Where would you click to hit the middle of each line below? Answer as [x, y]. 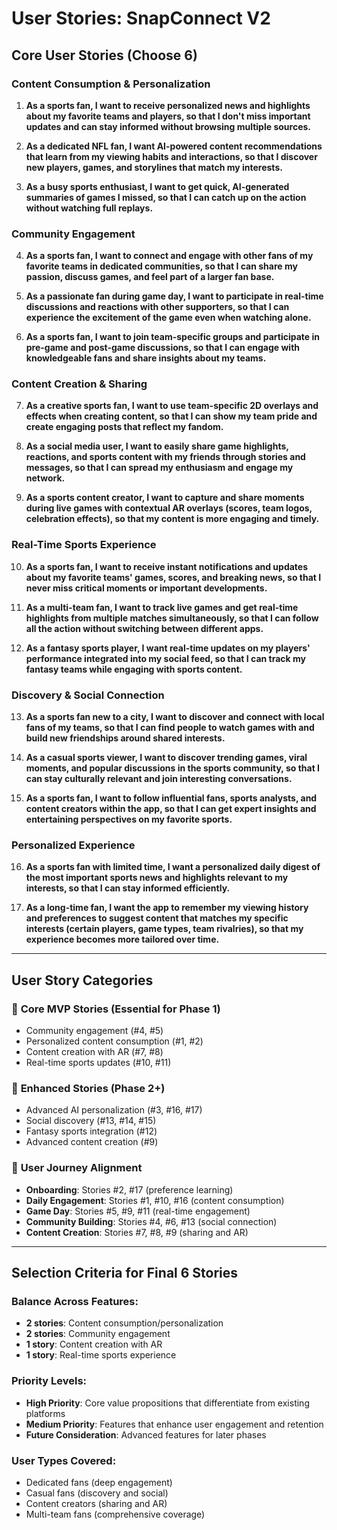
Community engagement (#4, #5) [94, 1031]
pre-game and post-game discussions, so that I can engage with [163, 348]
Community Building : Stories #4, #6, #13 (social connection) [151, 1221]
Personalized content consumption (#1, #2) [114, 1041]
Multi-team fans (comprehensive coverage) [115, 1514]
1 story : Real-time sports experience [101, 1355]
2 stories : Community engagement [98, 1334]
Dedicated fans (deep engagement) [99, 1482]
